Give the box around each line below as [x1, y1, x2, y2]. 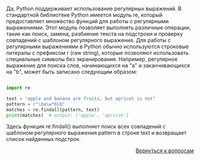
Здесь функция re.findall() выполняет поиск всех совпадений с [6, 123, 166, 130]
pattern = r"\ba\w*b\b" [6, 101, 65, 107]
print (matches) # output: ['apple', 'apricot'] [6, 112, 129, 118]
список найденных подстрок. [6, 136, 82, 143]
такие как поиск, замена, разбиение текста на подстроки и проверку [6, 30, 183, 37]
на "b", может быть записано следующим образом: [6, 68, 138, 75]
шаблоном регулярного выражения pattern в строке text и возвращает [6, 129, 187, 136]
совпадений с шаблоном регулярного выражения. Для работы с [6, 37, 171, 43]
